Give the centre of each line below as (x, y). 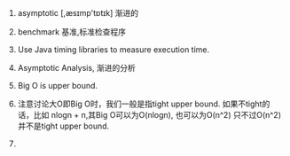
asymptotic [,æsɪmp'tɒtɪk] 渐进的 (78, 13)
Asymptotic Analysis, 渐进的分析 (76, 68)
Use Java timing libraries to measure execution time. (114, 50)
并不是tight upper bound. (63, 126)
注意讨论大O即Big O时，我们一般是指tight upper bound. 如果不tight (140, 104)
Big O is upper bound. (58, 86)
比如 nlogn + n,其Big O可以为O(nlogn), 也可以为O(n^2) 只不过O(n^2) (157, 115)
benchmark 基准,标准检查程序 (72, 32)
